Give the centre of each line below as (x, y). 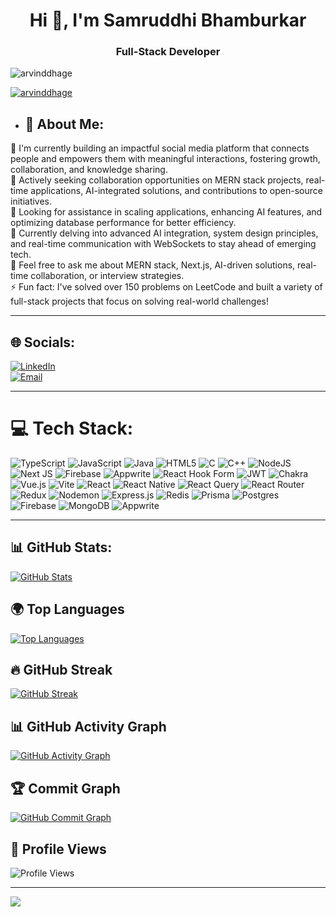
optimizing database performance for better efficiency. (123, 223)
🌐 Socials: (43, 342)
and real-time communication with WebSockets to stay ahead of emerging (163, 244)
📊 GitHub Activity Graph (88, 726)
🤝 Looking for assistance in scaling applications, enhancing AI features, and (166, 212)
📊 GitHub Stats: (61, 547)
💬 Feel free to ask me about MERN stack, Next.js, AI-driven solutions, (153, 265)
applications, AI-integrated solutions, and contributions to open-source (176, 191)
